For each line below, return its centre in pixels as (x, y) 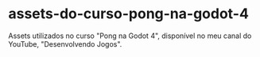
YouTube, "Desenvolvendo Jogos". (65, 44)
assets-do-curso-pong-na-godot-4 (128, 14)
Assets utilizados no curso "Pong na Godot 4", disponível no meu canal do (130, 36)
